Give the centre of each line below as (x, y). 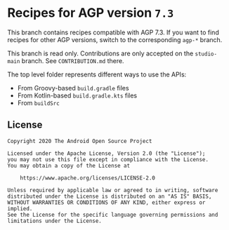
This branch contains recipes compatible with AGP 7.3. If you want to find (113, 32)
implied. (20, 208)
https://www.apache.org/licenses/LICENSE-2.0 (88, 178)
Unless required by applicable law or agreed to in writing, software (113, 190)
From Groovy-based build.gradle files (73, 88)
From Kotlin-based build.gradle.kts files (77, 95)
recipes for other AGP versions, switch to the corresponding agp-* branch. (115, 39)
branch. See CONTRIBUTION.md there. (73, 60)
